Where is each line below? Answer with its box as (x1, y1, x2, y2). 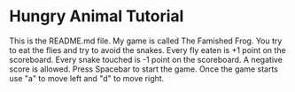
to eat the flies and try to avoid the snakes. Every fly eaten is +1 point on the (9, 44, 286, 55)
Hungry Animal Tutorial (9, 6, 184, 27)
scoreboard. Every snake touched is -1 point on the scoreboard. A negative (9, 54, 283, 65)
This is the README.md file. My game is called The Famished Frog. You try (9, 35, 283, 46)
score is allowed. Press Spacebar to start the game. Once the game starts (9, 64, 279, 74)
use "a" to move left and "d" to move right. (9, 73, 165, 83)
